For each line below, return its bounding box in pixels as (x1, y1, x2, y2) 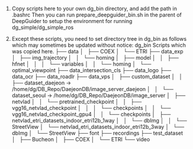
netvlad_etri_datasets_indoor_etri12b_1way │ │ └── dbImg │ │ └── (11, 117, 188, 124)
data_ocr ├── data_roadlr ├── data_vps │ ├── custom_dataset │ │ (11, 73, 183, 80)
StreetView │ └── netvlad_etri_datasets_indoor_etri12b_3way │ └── (11, 124, 185, 130)
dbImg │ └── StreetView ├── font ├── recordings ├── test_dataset (11, 129, 184, 137)
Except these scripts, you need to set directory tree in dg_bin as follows (11, 35, 187, 42)
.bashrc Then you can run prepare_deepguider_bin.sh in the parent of (11, 11, 182, 18)
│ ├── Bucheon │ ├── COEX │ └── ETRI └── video (11, 136, 150, 142)
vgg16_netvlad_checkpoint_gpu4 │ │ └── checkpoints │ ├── (11, 111, 171, 118)
